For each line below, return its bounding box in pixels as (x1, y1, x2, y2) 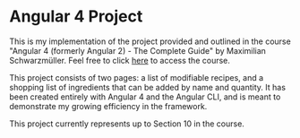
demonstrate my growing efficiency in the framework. (9, 100, 208, 111)
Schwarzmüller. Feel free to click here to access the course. (9, 55, 231, 65)
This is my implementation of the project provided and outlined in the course (9, 36, 291, 47)
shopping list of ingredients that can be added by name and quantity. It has (9, 82, 287, 92)
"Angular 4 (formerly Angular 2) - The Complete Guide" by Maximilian (9, 45, 267, 56)
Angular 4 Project (9, 6, 143, 27)
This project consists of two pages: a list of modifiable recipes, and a (9, 72, 264, 82)
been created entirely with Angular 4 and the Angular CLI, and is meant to (9, 91, 281, 102)
